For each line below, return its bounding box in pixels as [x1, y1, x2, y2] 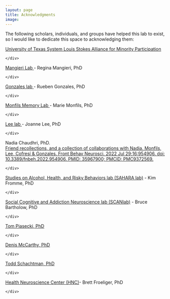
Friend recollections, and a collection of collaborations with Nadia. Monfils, [5, 145, 161, 152]
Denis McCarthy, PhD [5, 242, 50, 248]
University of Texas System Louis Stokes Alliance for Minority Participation [5, 46, 161, 52]
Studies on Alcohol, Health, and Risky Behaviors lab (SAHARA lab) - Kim [5, 175, 156, 181]
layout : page [5, 7, 33, 13]
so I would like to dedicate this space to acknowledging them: [5, 36, 134, 42]
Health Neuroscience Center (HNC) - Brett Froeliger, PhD [5, 279, 123, 285]
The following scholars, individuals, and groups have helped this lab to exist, [5, 31, 165, 37]
